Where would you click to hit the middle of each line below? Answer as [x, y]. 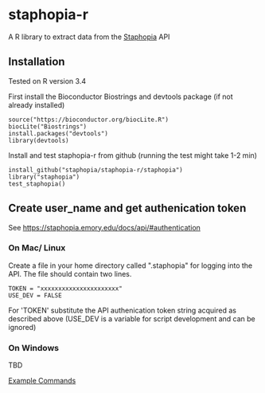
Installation [37, 62]
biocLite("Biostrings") [48, 126]
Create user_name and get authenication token [127, 208]
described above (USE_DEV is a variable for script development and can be [132, 318]
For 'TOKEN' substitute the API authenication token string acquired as [123, 310]
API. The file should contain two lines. [70, 273]
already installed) [37, 104]
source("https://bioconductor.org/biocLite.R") [89, 120]
